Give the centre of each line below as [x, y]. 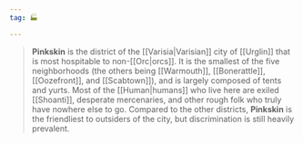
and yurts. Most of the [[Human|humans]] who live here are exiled [155, 90]
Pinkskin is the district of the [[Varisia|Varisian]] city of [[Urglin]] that [161, 52]
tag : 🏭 [24, 18]
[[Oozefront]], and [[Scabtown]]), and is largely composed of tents [157, 80]
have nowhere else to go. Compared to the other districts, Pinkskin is [162, 109]
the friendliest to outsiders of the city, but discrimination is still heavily [163, 119]
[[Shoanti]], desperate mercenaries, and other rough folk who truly [157, 100]
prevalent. [50, 129]
